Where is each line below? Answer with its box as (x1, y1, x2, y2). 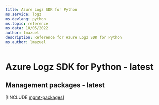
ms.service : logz (5, 12, 42, 17)
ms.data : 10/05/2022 (5, 26, 49, 31)
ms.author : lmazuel (5, 40, 46, 45)
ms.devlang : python (5, 16, 46, 21)
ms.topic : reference (5, 21, 49, 26)
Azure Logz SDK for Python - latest (5, 61, 154, 72)
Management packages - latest (5, 81, 105, 90)
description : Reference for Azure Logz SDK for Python (5, 35, 122, 40)
